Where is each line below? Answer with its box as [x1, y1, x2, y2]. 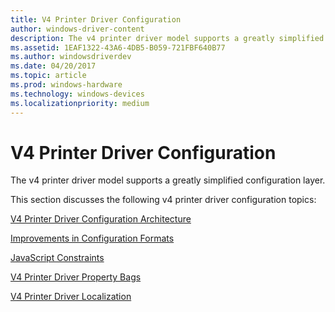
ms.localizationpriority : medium [10, 98, 150, 108]
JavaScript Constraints [10, 252, 105, 264]
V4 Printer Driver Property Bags [10, 271, 142, 283]
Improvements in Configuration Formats [10, 232, 175, 245]
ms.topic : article [10, 71, 87, 81]
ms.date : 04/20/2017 [10, 61, 97, 71]
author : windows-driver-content [10, 24, 145, 34]
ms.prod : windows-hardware [10, 80, 123, 90]
